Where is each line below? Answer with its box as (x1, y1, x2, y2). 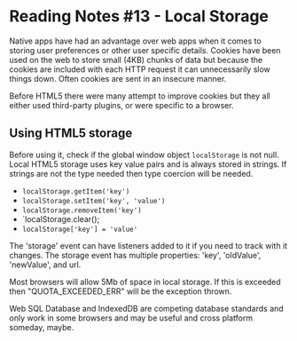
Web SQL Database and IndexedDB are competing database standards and (9, 303, 284, 313)
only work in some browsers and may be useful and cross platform (9, 313, 254, 323)
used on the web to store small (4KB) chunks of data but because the (9, 54, 263, 65)
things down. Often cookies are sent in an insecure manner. (9, 73, 227, 83)
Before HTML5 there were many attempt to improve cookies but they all (9, 91, 270, 101)
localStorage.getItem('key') (21, 186, 130, 196)
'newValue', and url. (9, 259, 82, 270)
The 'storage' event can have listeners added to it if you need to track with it (9, 240, 288, 250)
